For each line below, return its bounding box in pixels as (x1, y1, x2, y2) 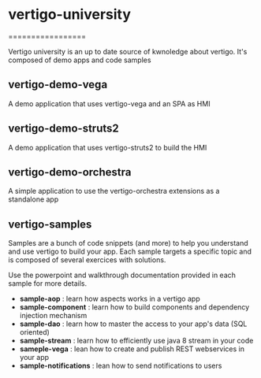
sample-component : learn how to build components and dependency (19, 302, 250, 312)
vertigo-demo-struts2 (8, 122, 120, 135)
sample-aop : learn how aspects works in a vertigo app (19, 294, 200, 304)
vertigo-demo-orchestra (8, 165, 132, 179)
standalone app (8, 195, 59, 204)
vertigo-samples (8, 217, 92, 231)
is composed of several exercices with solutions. (8, 255, 166, 265)
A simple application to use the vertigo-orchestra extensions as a (8, 187, 220, 196)
